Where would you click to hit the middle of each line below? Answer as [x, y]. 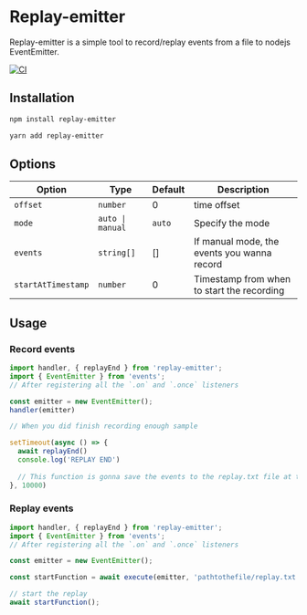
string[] [116, 253]
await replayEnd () [53, 452]
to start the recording [239, 291]
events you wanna [233, 253]
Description [243, 190]
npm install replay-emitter [63, 119]
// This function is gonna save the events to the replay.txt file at [155, 476]
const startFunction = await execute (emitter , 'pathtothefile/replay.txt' [155, 578]
